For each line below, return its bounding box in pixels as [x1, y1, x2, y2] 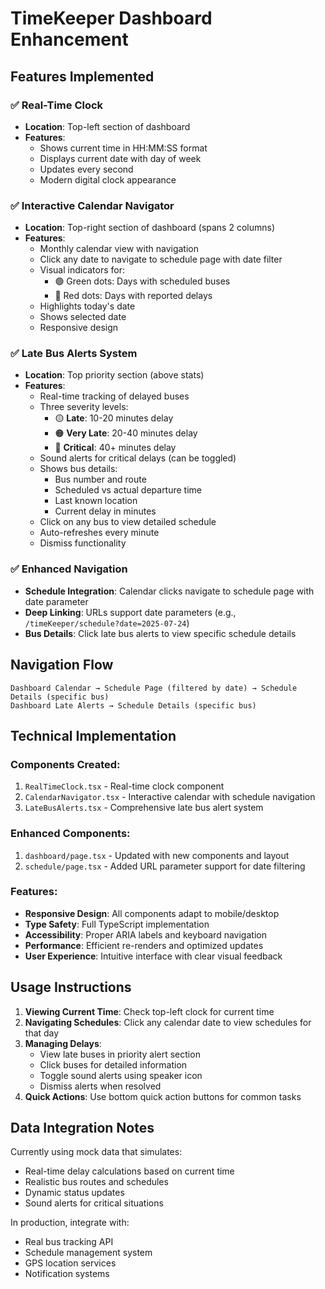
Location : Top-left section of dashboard [24, 120, 191, 132]
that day [24, 1027, 60, 1039]
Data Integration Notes [10, 1120, 155, 1137]
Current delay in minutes [54, 505, 157, 517]
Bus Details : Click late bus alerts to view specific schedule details [24, 627, 297, 639]
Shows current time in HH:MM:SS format [39, 142, 208, 154]
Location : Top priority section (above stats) [24, 369, 205, 381]
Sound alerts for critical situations [24, 1197, 164, 1209]
